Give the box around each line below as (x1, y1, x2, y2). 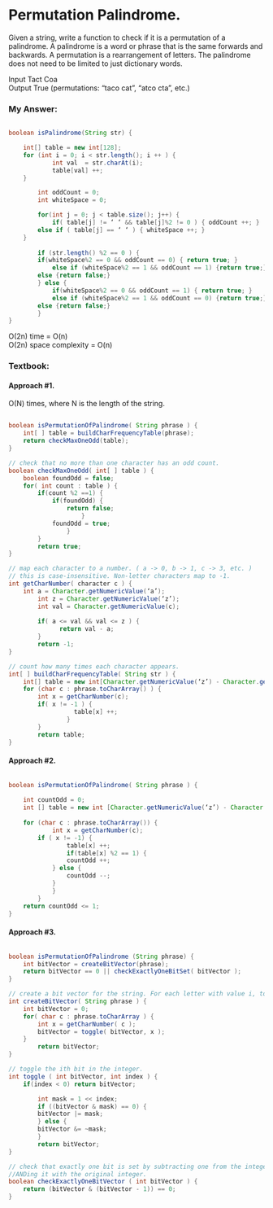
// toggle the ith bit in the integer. (8, 1065, 144, 1074)
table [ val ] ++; (51, 166, 104, 174)
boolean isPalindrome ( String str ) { (8, 129, 132, 138)
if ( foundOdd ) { (51, 497, 104, 506)
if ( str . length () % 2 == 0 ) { (37, 248, 140, 257)
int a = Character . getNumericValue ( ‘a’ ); (23, 587, 165, 595)
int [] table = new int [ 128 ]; (23, 144, 122, 152)
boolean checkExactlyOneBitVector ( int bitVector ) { (8, 1178, 198, 1186)
